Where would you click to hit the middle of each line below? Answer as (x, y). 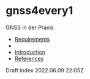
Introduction (30, 52)
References (29, 58)
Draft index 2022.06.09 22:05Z (45, 70)
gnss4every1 (39, 11)
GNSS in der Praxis (30, 27)
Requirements (32, 39)
